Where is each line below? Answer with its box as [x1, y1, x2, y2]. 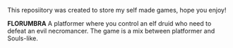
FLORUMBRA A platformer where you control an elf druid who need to [7, 19, 212, 27]
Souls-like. [7, 34, 39, 42]
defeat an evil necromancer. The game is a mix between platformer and [7, 27, 215, 35]
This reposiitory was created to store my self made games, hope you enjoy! [7, 6, 227, 14]
